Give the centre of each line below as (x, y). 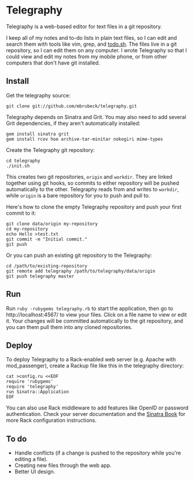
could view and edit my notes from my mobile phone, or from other (87, 56)
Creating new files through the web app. (63, 465)
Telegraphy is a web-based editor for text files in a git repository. (84, 26)
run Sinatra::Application (37, 392)
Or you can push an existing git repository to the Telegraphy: (79, 255)
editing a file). (31, 459)
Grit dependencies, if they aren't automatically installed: (73, 123)
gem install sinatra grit (37, 134)
